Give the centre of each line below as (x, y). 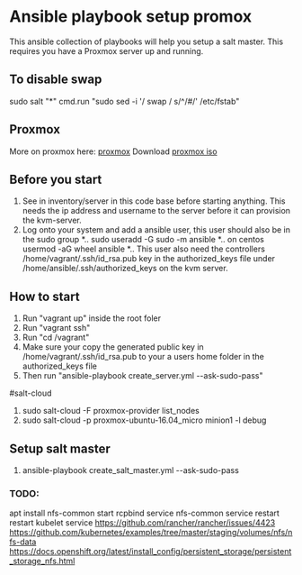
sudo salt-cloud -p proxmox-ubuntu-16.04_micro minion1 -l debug (144, 420)
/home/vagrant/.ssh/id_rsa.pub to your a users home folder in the (143, 357)
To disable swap (56, 80)
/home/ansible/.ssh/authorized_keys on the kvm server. (125, 269)
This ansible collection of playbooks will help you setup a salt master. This (147, 41)
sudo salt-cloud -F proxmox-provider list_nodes (111, 411)
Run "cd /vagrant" (56, 338)
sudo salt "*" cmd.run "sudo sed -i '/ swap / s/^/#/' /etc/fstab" (124, 101)
